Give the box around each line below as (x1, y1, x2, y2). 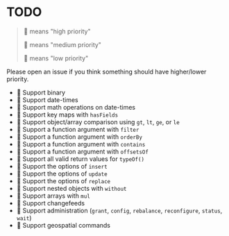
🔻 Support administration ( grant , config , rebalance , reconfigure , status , (16, 206, 223, 214)
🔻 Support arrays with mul (16, 192, 91, 200)
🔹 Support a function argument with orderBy (16, 133, 143, 141)
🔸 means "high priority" (23, 27, 91, 35)
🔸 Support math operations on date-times (16, 103, 136, 111)
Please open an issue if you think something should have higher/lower (6, 67, 207, 76)
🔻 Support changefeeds (16, 199, 85, 207)
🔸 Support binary (16, 88, 66, 96)
